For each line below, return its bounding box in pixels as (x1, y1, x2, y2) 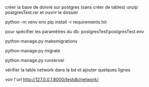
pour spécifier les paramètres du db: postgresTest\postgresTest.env (5, 29, 145, 34)
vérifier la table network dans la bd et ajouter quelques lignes (5, 67, 131, 73)
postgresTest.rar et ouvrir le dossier (5, 9, 78, 15)
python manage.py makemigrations (5, 38, 78, 44)
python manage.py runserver (5, 57, 65, 63)
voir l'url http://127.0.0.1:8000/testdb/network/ (5, 77, 99, 82)
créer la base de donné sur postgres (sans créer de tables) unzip (5, 4, 138, 10)
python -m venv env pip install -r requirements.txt (5, 19, 107, 25)
